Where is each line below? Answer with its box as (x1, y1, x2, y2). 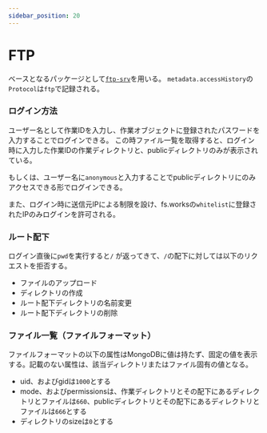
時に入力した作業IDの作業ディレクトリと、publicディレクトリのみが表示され (8, 145, 258, 154)
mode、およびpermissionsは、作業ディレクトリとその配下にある (19, 387, 233, 396)
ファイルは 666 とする (19, 407, 87, 416)
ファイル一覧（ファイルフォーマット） (8, 330, 156, 341)
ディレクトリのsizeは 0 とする (19, 417, 114, 427)
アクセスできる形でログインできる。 (8, 182, 127, 192)
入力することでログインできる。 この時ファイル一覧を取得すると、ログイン (8, 135, 255, 145)
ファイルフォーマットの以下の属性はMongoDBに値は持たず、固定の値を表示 (8, 350, 258, 359)
